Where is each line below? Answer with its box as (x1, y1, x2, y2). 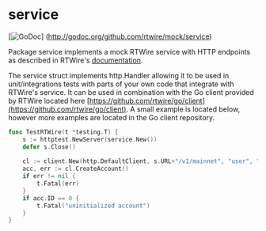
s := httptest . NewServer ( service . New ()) (22, 135, 158, 143)
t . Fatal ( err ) (36, 180, 80, 187)
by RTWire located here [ (8, 96, 90, 105)
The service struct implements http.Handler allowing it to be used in (8, 70, 230, 80)
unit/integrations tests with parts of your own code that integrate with (8, 79, 235, 89)
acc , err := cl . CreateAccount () (22, 165, 129, 173)
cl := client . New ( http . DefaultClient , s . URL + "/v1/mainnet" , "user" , (22, 157, 253, 165)
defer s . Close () (22, 142, 77, 151)
